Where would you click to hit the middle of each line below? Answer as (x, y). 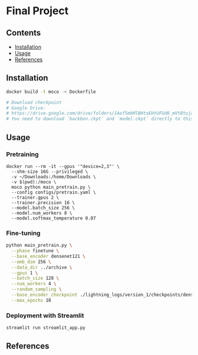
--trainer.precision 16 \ (43, 202)
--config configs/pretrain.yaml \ (54, 192)
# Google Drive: (26, 108)
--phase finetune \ (35, 251)
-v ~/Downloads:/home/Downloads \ (54, 177)
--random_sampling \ (37, 289)
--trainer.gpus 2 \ (35, 197)
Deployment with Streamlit (45, 315)
